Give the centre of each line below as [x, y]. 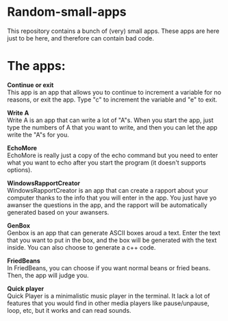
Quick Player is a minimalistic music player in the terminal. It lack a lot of [109, 296]
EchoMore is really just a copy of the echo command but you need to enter [113, 155]
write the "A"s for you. [38, 134]
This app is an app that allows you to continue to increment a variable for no [114, 92]
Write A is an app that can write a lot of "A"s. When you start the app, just [110, 120]
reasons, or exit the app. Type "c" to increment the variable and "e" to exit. [112, 99]
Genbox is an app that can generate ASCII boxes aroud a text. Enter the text [114, 233]
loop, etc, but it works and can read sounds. [69, 310]
